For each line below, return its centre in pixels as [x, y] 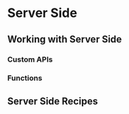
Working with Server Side [64, 39]
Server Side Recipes [53, 101]
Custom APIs [30, 59]
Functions [25, 78]
